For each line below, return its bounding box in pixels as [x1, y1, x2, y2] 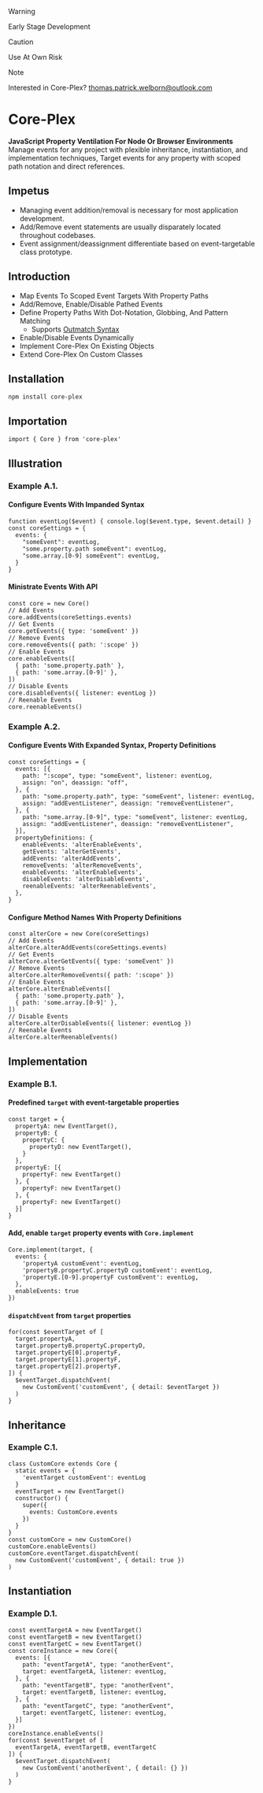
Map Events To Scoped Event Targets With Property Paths [19, 291, 209, 300]
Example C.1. [8, 1442, 58, 1453]
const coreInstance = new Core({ [8, 1647, 118, 1654]
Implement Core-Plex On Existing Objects [19, 341, 155, 350]
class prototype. [19, 247, 73, 257]
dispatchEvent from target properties [8, 1310, 131, 1320]
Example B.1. [8, 1078, 57, 1089]
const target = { [8, 1115, 65, 1123]
